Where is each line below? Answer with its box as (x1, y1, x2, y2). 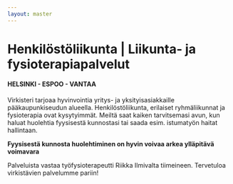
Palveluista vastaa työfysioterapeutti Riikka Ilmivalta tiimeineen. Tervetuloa (7, 161, 227, 170)
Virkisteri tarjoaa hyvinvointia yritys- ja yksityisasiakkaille (7, 96, 175, 104)
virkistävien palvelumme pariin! (7, 168, 99, 178)
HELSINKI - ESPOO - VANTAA (7, 80, 97, 89)
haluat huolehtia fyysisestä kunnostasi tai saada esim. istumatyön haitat (7, 119, 218, 127)
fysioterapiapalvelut (7, 56, 130, 72)
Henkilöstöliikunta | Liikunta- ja (7, 40, 196, 57)
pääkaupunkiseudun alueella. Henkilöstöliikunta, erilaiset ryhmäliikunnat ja (7, 104, 226, 112)
